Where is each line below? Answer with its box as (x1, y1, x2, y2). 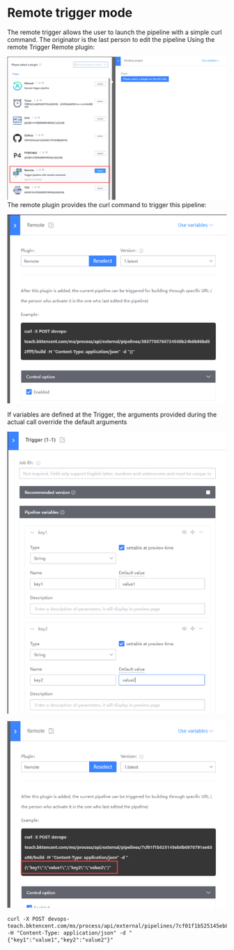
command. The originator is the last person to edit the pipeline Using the (7, 35, 215, 43)
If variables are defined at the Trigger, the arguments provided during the (7, 410, 217, 419)
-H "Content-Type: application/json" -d (7, 929, 127, 936)
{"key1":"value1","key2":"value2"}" (7, 936, 114, 943)
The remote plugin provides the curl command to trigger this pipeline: (7, 201, 207, 209)
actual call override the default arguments (7, 418, 127, 426)
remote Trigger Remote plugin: (7, 43, 95, 51)
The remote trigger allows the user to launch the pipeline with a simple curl (7, 28, 222, 36)
